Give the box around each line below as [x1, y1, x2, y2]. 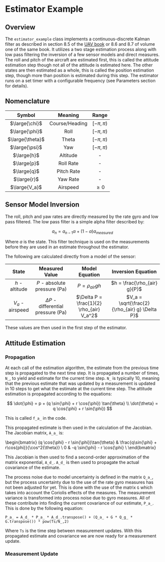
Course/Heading [49, 120, 87, 127]
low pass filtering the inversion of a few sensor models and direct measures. [5, 52, 160, 57]
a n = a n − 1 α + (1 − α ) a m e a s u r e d [52, 228, 113, 235]
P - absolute [36, 280, 66, 287]
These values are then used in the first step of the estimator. [5, 325, 127, 331]
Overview [5, 23, 36, 31]
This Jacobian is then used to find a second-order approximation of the [5, 454, 150, 460]
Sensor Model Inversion [5, 200, 80, 209]
